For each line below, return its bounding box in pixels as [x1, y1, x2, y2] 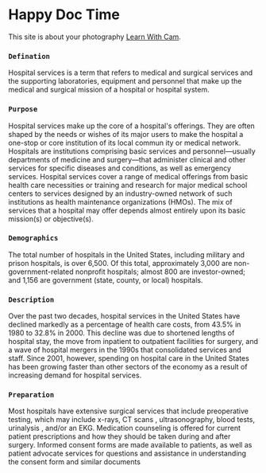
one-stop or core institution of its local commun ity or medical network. [8, 138, 241, 147]
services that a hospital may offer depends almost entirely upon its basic [8, 205, 246, 215]
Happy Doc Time [8, 6, 121, 24]
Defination [8, 52, 50, 61]
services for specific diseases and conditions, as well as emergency [8, 163, 232, 173]
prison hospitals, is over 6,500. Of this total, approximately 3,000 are [8, 258, 233, 268]
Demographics [8, 233, 59, 243]
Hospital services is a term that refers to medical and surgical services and [8, 68, 253, 77]
